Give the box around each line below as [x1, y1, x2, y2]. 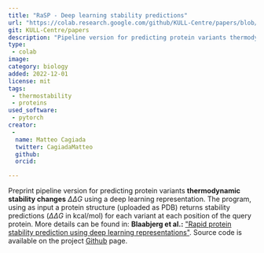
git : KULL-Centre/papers [8, 26, 90, 34]
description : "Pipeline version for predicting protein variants [8, 33, 226, 42]
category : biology [8, 63, 68, 71]
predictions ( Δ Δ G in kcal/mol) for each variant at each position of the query [8, 211, 251, 221]
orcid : [15, 158, 37, 166]
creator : [8, 121, 37, 129]
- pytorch [11, 114, 44, 122]
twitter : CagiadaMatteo [15, 143, 93, 151]
